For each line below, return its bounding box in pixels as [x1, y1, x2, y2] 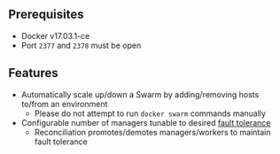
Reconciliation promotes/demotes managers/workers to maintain [34, 127, 271, 137]
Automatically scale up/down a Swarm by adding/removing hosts [20, 89, 260, 100]
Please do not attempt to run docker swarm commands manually [34, 108, 267, 119]
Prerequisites [8, 7, 84, 22]
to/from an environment [20, 98, 108, 109]
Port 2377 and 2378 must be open [20, 40, 142, 50]
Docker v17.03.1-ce [20, 30, 90, 41]
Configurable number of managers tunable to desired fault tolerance [20, 117, 271, 127]
